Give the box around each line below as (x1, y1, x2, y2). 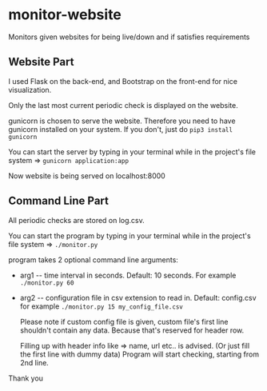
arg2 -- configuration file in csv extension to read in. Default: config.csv (19, 293, 257, 302)
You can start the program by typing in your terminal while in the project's (8, 230, 251, 241)
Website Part (8, 55, 74, 69)
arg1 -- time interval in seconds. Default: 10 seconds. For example (19, 270, 237, 280)
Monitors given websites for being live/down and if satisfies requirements (8, 32, 250, 42)
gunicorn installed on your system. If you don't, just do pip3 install (8, 124, 233, 134)
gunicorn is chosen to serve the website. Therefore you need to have (8, 116, 236, 126)
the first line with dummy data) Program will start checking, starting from (19, 349, 260, 359)
